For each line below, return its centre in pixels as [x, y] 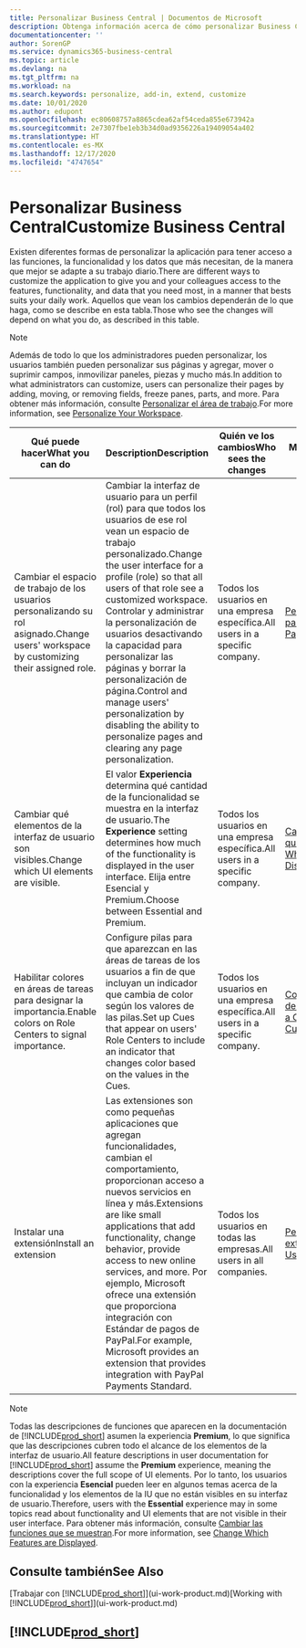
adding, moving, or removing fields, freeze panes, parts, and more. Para [144, 394]
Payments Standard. [148, 1386]
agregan [123, 1135]
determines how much [153, 843]
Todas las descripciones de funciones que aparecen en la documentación [148, 1426]
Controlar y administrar [155, 611]
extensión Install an [54, 1244]
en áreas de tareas [54, 989]
